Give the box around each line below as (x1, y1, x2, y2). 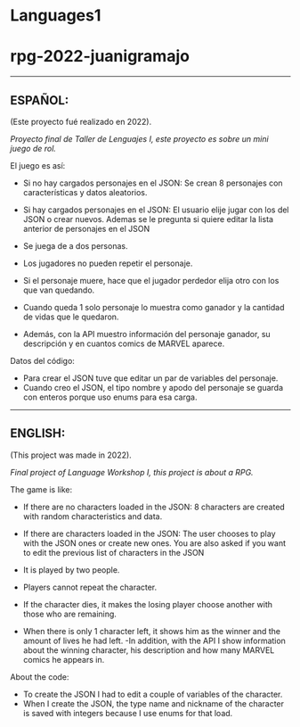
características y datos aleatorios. (22, 186, 148, 197)
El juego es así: (10, 160, 66, 170)
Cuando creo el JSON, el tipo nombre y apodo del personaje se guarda (22, 382, 284, 392)
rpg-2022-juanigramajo (10, 46, 191, 67)
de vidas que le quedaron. (22, 311, 119, 322)
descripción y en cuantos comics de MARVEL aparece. (22, 338, 225, 349)
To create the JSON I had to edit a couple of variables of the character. (22, 689, 283, 699)
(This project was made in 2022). (10, 450, 132, 460)
